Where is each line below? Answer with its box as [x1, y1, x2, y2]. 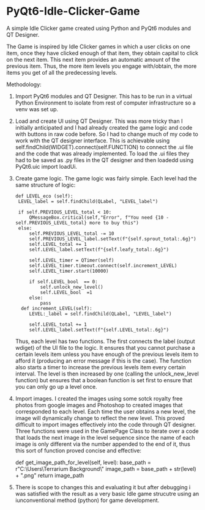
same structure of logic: [15, 181, 76, 188]
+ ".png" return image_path [15, 471, 84, 479]
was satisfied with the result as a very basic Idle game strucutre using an [15, 490, 199, 497]
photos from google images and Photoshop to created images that [15, 401, 183, 408]
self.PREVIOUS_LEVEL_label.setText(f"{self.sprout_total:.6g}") [29, 235, 197, 242]
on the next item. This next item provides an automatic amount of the [6, 56, 181, 63]
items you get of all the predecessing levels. [6, 68, 117, 76]
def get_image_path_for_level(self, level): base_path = [15, 459, 152, 466]
